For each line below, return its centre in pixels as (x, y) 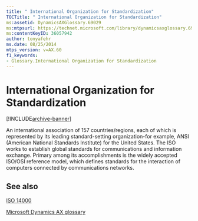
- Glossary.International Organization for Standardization (82, 61)
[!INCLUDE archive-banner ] (39, 119)
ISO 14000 (19, 200)
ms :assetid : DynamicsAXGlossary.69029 (54, 22)
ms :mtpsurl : (21, 28)
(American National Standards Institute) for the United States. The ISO (91, 143)
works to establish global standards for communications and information (94, 149)
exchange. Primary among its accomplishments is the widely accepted (92, 155)
